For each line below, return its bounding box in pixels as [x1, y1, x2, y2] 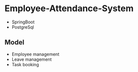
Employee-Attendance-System [4, 3, 134, 14]
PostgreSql [11, 24, 34, 30]
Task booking [11, 61, 39, 67]
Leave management [11, 56, 52, 62]
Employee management [11, 51, 60, 57]
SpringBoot [11, 19, 35, 25]
